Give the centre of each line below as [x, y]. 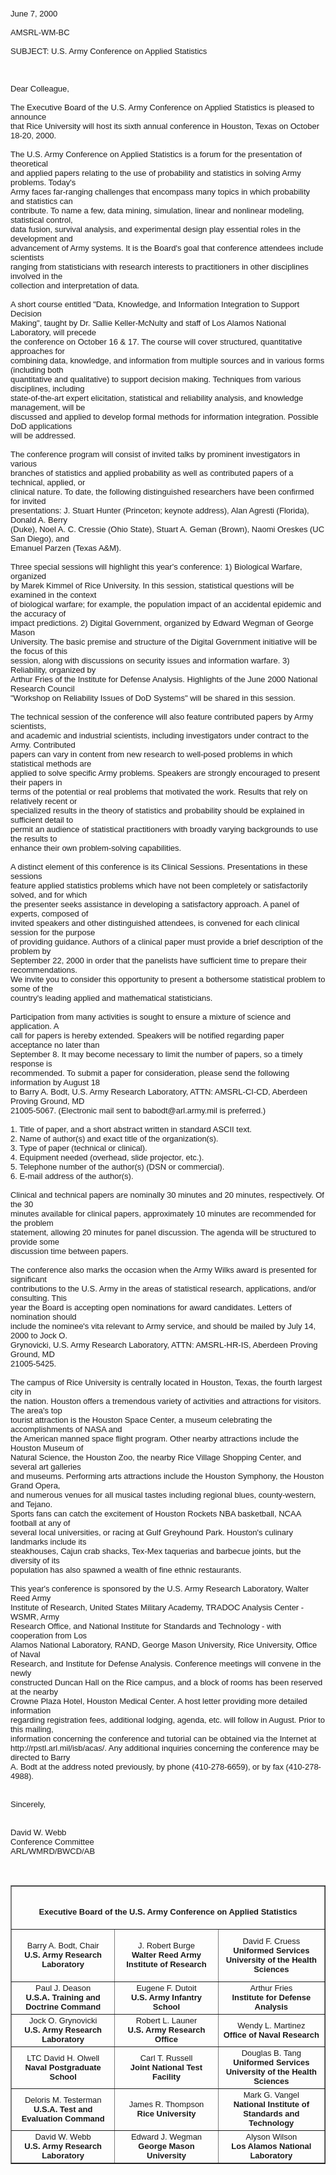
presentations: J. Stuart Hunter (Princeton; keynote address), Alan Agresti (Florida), [160, 510]
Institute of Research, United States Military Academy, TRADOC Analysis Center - [157, 1607]
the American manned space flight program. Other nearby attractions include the [155, 1439]
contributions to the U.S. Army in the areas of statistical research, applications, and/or [163, 1289]
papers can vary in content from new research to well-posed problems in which [151, 754]
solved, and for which [49, 895]
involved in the [36, 276]
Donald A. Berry [39, 520]
